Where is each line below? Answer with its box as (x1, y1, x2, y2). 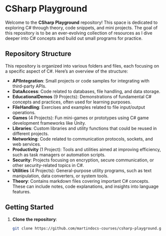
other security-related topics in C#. (12, 162, 84, 168)
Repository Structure (5, 50, 72, 58)
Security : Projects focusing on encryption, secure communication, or (12, 157, 155, 163)
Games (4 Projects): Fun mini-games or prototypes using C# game (12, 115, 149, 121)
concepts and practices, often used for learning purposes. (12, 99, 132, 105)
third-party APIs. (12, 83, 47, 89)
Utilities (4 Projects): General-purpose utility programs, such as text (12, 167, 152, 173)
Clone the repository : (12, 216, 57, 222)
